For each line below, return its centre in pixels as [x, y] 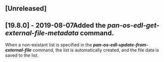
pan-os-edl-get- [133, 25]
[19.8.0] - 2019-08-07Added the [55, 25]
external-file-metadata [42, 33]
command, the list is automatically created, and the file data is [96, 50]
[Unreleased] [26, 9]
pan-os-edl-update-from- [121, 45]
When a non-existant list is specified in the [49, 45]
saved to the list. [22, 55]
